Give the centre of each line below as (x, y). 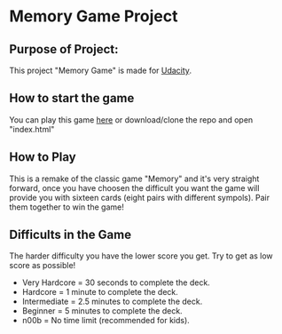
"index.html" (32, 129)
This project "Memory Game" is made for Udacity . (101, 70)
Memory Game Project (94, 16)
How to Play (43, 157)
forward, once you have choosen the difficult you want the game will (134, 187)
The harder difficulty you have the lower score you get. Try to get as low (141, 256)
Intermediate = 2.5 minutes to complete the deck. (112, 302)
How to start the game (72, 98)
